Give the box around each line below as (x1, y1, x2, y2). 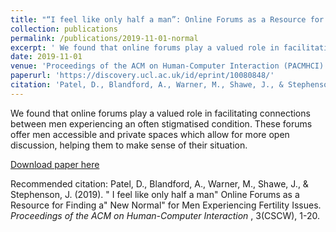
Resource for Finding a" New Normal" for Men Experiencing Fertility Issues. (10, 199, 322, 211)
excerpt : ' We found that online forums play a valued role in (10, 42, 280, 53)
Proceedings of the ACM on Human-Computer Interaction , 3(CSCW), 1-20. (10, 209, 321, 221)
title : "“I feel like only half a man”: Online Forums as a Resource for (10, 14, 325, 25)
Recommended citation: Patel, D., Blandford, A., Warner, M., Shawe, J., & (10, 177, 309, 190)
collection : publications (10, 24, 118, 34)
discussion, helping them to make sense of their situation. (10, 139, 248, 151)
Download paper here (10, 158, 100, 170)
